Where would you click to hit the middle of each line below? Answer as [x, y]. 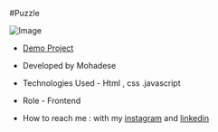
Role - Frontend [52, 100]
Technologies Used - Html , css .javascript [101, 83]
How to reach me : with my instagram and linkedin [116, 118]
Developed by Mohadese [69, 66]
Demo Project [48, 48]
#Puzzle [25, 13]
